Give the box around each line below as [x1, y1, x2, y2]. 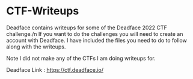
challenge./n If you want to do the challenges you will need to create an [6, 30, 183, 37]
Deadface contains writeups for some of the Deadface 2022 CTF [6, 24, 167, 31]
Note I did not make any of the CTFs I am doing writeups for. [6, 54, 156, 62]
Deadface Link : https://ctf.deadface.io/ [6, 66, 104, 73]
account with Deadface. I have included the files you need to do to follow [6, 37, 188, 44]
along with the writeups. [6, 43, 66, 50]
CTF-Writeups [6, 4, 79, 18]
